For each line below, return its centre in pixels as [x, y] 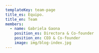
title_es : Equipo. [25, 15]
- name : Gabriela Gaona [35, 29]
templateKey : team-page [30, 10]
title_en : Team [21, 19]
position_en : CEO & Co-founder [47, 38]
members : [14, 24]
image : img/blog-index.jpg [43, 43]
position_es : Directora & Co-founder [54, 33]
